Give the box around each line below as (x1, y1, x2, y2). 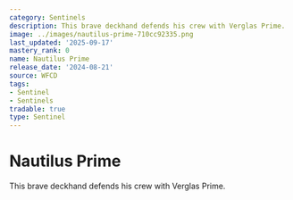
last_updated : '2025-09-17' (9, 37, 114, 47)
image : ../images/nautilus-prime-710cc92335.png (9, 29, 194, 38)
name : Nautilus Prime (9, 54, 90, 63)
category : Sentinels (9, 12, 87, 22)
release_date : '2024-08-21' (9, 63, 114, 72)
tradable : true (9, 104, 66, 113)
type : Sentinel (9, 112, 66, 121)
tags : (9, 79, 29, 88)
